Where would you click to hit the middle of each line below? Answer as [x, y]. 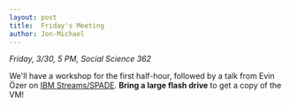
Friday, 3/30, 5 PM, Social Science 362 [80, 59]
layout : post [33, 17]
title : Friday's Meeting [57, 26]
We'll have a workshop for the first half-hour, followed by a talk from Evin [142, 76]
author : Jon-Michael [47, 34]
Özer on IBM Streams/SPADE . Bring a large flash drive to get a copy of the [145, 86]
